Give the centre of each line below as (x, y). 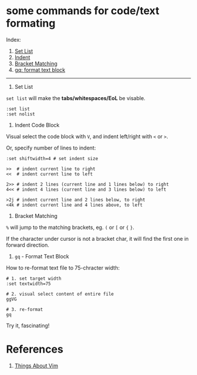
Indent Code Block (37, 125)
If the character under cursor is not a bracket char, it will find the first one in (97, 238)
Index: (14, 39)
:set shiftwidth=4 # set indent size (52, 158)
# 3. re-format (25, 309)
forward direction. (28, 245)
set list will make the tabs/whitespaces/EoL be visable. (76, 98)
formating (31, 23)
